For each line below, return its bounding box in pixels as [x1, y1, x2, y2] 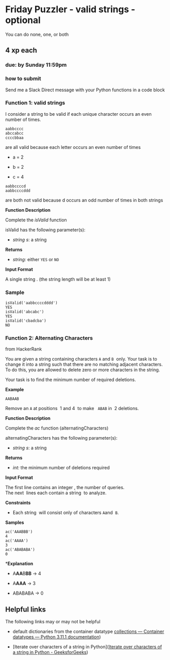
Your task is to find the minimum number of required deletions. [5, 376, 136, 383]
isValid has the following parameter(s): [5, 226, 86, 233]
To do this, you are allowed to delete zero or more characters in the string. [5, 367, 160, 373]
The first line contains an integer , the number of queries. [5, 485, 125, 491]
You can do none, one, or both [5, 31, 69, 37]
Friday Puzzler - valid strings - [5, 4, 135, 15]
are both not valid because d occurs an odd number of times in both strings [5, 197, 163, 203]
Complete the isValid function [5, 217, 67, 223]
